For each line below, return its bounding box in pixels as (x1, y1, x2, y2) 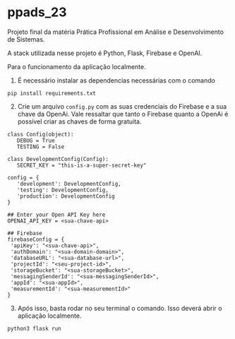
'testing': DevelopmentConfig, (16, 186, 109, 194)
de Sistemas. (7, 35, 45, 43)
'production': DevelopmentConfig (16, 192, 115, 200)
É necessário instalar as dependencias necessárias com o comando (17, 76, 215, 85)
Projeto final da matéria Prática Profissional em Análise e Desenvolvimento (7, 28, 224, 36)
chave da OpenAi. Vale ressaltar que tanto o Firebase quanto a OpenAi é (17, 109, 229, 118)
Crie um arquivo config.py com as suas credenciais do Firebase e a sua (17, 102, 227, 110)
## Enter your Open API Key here (7, 211, 106, 218)
